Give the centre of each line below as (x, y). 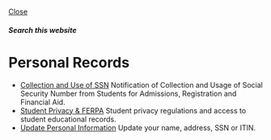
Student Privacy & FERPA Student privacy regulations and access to (133, 110)
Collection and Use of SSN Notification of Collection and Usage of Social (141, 84)
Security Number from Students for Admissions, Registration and (128, 93)
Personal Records (69, 62)
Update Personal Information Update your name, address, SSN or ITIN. (138, 127)
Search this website (42, 30)
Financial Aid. (43, 102)
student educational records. (68, 119)
